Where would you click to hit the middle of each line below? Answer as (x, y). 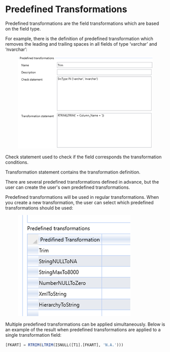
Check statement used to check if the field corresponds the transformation (83, 157)
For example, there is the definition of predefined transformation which (79, 39)
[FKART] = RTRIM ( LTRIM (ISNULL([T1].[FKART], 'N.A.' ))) (64, 345)
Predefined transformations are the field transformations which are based (82, 23)
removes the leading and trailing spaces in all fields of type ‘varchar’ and (81, 44)
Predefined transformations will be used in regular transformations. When (82, 197)
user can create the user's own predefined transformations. (68, 187)
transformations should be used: (39, 208)
